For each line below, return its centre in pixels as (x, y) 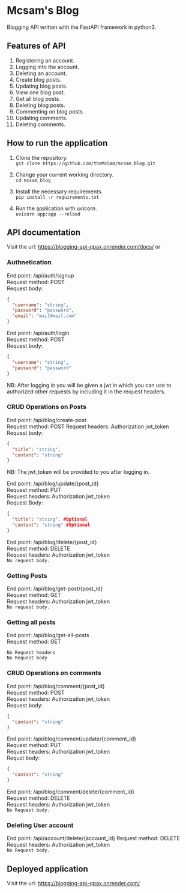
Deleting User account (40, 825)
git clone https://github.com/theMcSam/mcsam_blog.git (85, 163)
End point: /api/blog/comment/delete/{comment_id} (70, 792)
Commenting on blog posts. (50, 111)
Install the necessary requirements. (59, 191)
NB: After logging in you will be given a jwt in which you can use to (89, 385)
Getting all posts (31, 622)
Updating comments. (41, 118)
